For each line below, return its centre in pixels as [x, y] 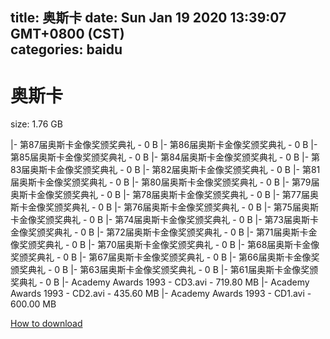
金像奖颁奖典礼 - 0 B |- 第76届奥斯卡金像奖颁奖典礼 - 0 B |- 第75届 [164, 207]
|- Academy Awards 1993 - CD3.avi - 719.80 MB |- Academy [185, 282]
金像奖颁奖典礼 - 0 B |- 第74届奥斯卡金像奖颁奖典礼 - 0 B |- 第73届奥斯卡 [168, 220]
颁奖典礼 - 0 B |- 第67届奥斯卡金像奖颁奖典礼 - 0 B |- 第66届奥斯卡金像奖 [169, 257]
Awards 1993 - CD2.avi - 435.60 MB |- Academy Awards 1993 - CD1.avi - [161, 294]
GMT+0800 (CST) [67, 34]
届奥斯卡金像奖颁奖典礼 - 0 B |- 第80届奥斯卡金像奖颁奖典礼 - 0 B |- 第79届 [165, 182]
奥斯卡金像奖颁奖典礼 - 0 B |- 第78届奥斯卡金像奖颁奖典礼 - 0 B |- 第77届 [160, 195]
